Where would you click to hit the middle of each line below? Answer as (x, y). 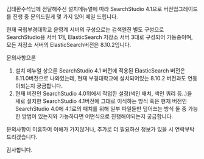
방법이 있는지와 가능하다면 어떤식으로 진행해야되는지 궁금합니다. (97, 116)
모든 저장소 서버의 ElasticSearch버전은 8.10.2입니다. (69, 45)
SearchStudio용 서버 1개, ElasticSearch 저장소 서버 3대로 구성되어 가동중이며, (100, 37)
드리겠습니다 (21, 137)
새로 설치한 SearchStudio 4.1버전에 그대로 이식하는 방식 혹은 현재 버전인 (101, 101)
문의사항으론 (21, 58)
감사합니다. (19, 150)
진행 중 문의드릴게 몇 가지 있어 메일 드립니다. (65, 16)
